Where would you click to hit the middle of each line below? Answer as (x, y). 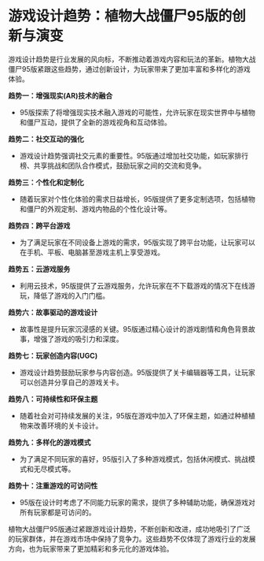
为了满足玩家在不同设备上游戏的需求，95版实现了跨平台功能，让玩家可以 (137, 242)
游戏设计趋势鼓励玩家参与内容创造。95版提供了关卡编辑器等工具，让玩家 (137, 372)
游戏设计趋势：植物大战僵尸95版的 (120, 16)
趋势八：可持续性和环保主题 (53, 399)
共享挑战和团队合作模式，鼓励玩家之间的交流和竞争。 (119, 165)
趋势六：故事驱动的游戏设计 (53, 312)
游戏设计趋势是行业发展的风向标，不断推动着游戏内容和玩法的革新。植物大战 (132, 59)
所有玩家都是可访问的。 (57, 512)
